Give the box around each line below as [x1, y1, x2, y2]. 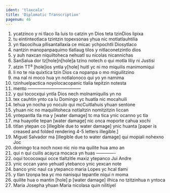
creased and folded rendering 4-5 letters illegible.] [13, 129, 118, 135]
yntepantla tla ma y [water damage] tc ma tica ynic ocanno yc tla [13, 112, 148, 119]
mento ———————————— [13, 86, 81, 92]
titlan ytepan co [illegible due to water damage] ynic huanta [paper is [13, 123, 157, 129]
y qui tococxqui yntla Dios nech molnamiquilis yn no [13, 91, 121, 97]
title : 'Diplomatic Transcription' [6, 12, 81, 17]
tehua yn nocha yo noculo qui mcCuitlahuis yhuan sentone [13, 102, 136, 108]
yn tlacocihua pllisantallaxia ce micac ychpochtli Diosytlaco [13, 42, 137, 48]
